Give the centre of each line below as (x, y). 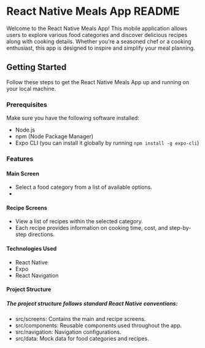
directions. (41, 234)
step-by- (180, 228)
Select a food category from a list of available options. (83, 187)
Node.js (25, 130)
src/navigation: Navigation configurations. (68, 332)
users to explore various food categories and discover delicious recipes (97, 34)
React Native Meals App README (93, 11)
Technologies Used (32, 248)
